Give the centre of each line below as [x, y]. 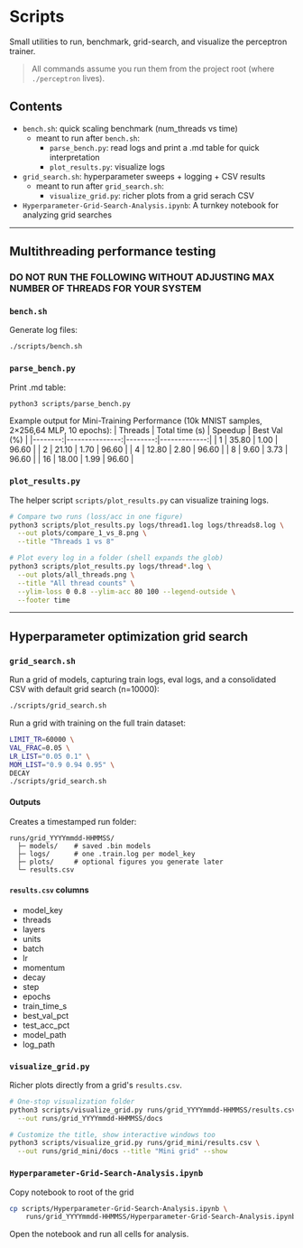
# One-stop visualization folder [72, 1101]
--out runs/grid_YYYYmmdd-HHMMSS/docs [91, 1118]
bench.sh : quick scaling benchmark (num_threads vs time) [130, 128]
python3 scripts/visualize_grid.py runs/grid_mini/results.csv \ [134, 1143]
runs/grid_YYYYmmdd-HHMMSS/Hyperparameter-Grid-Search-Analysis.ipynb [161, 1217]
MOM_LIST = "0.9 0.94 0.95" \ [62, 764]
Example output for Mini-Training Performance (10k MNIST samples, [136, 421]
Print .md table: [38, 387]
